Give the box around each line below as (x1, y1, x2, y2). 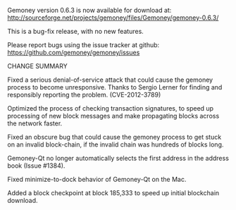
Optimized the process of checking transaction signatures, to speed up (7, 104, 213, 112)
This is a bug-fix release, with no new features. (7, 27, 144, 35)
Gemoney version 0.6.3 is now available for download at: (7, 6, 172, 14)
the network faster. (7, 119, 63, 128)
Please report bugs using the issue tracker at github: (7, 41, 160, 49)
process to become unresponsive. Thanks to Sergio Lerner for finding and (7, 83, 223, 91)
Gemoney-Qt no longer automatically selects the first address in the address (7, 154, 229, 162)
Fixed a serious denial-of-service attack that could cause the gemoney (7, 75, 213, 84)
